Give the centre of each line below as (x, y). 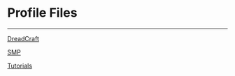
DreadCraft (23, 38)
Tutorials (20, 66)
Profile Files (42, 13)
